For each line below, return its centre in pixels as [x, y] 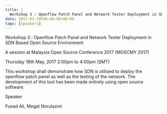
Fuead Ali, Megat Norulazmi [34, 106]
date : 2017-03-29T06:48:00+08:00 [40, 19]
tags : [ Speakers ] [23, 23]
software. [15, 87]
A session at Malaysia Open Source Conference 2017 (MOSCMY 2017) [77, 52]
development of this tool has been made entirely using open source [74, 82]
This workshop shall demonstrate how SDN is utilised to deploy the [74, 72]
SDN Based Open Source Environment [44, 43]
